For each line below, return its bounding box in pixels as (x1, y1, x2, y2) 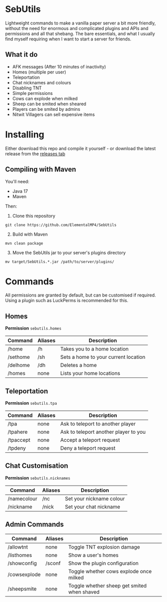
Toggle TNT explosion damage (68, 543, 140, 550)
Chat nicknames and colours (12, 79, 71, 85)
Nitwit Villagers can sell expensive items (12, 111, 95, 117)
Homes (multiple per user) (12, 69, 66, 75)
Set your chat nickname (65, 503, 120, 510)
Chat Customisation (5, 462, 69, 470)
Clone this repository (12, 213, 56, 219)
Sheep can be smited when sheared (12, 101, 86, 107)
